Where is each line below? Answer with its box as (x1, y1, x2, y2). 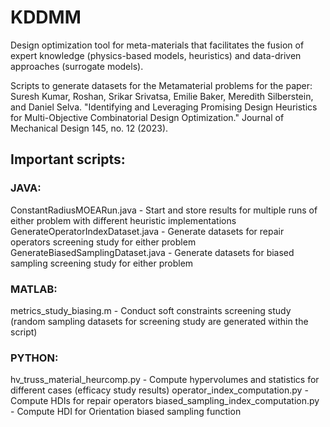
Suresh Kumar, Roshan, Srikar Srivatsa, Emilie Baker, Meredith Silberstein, (10, 90, 314, 102)
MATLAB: (10, 282, 58, 296)
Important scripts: (10, 151, 126, 168)
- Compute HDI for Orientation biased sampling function (10, 406, 242, 418)
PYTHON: (10, 351, 59, 365)
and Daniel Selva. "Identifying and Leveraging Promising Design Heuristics (10, 101, 318, 113)
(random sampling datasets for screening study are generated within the (10, 315, 309, 327)
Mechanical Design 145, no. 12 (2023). (10, 122, 169, 134)
